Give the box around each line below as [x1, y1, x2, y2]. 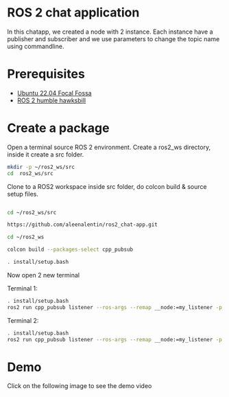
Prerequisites [7, 67, 86, 82]
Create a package [7, 120, 110, 136]
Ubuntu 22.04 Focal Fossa [16, 89, 92, 97]
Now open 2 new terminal [7, 271, 80, 279]
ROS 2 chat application [7, 5, 140, 21]
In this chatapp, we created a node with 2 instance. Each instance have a [7, 27, 214, 36]
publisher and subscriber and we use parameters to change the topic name [7, 34, 220, 43]
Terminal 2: [7, 316, 39, 324]
